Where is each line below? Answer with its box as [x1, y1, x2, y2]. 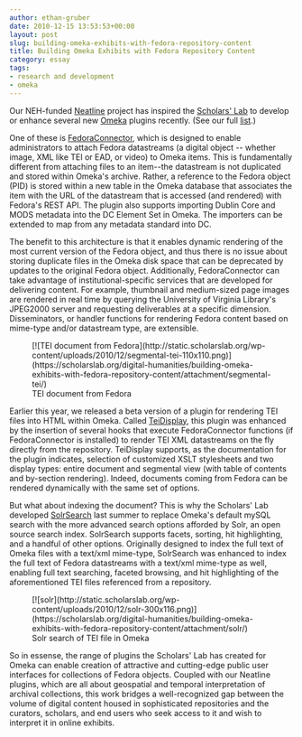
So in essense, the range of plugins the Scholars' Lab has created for [9, 649, 267, 660]
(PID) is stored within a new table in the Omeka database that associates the [9, 180, 293, 191]
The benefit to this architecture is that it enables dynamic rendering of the [9, 236, 284, 247]
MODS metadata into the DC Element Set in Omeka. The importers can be [9, 209, 283, 219]
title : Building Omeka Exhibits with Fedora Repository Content [9, 47, 256, 56]
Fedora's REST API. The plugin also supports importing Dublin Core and [9, 200, 276, 210]
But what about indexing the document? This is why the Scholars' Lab [9, 499, 269, 510]
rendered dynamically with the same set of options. [9, 482, 200, 493]
